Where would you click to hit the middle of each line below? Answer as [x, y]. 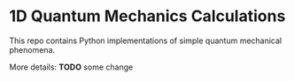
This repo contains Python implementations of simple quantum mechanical [146, 40]
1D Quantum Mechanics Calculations [147, 16]
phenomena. [32, 49]
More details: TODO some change [71, 67]
